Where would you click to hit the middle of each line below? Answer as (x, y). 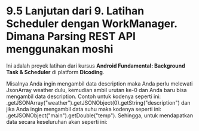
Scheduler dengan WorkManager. (92, 24)
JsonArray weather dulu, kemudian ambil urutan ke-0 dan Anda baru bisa (97, 90)
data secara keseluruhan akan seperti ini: (57, 121)
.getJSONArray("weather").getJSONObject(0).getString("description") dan (98, 102)
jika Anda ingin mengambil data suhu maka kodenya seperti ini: (84, 109)
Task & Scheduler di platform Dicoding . (55, 72)
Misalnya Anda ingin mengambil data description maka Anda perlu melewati (99, 83)
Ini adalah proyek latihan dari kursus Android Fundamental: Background (96, 65)
